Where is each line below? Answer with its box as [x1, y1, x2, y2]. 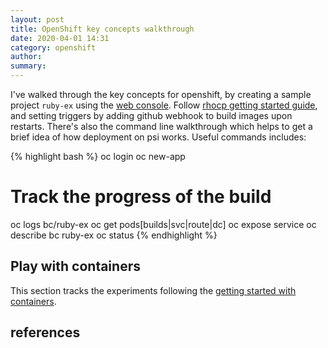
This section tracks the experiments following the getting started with [10, 284, 297, 296]
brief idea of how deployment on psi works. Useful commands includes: [10, 131, 307, 143]
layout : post [10, 14, 65, 25]
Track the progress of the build [10, 186, 272, 208]
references [10, 324, 81, 341]
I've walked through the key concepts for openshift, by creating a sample [10, 89, 312, 100]
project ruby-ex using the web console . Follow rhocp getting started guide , [10, 99, 318, 111]
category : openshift [10, 42, 97, 53]
